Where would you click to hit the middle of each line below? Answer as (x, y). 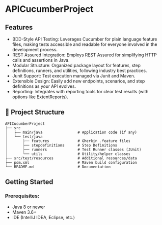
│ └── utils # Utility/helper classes (68, 154)
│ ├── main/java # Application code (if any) (71, 132)
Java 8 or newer (29, 207)
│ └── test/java (24, 137)
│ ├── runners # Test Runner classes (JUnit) (73, 150)
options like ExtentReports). (40, 97)
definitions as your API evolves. (44, 86)
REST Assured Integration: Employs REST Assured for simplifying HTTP (84, 55)
